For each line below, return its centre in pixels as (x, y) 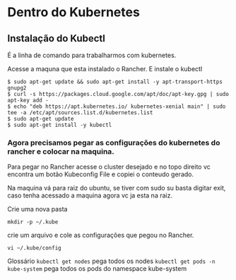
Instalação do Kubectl (57, 38)
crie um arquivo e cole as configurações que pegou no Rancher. (101, 235)
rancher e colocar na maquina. (61, 151)
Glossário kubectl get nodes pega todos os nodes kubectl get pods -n (111, 261)
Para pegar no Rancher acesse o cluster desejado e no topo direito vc (109, 167)
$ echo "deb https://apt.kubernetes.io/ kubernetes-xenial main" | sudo (117, 106)
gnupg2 (17, 88)
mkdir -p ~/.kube (33, 222)
